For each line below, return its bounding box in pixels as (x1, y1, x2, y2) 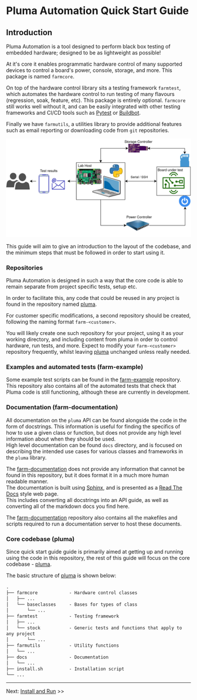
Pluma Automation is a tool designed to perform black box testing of (6, 43, 171, 50)
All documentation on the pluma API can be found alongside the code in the (6, 416, 187, 424)
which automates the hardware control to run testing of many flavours (6, 91, 175, 97)
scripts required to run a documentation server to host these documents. (6, 520, 182, 527)
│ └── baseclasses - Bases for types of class (6, 602, 138, 607)
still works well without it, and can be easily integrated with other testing (6, 103, 181, 110)
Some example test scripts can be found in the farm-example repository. (6, 376, 182, 383)
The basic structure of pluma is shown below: (6, 572, 116, 579)
